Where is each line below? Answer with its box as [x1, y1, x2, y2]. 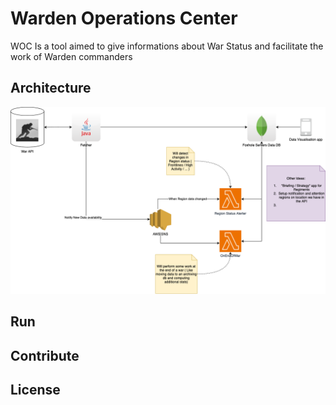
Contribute [10, 347, 80, 364]
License [10, 382, 61, 399]
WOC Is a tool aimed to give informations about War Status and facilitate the [10, 40, 324, 52]
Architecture [10, 80, 92, 97]
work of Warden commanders [10, 50, 133, 62]
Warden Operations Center [10, 7, 238, 30]
